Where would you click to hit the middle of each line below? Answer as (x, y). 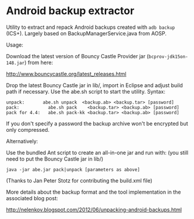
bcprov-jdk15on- (169, 57)
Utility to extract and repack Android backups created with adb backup (91, 27)
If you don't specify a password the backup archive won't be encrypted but (97, 123)
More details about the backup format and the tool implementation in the (93, 192)
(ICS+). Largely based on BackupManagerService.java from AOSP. (86, 33)
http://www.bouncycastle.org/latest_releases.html (66, 74)
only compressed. (28, 130)
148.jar (16, 63)
